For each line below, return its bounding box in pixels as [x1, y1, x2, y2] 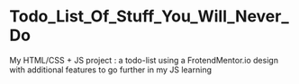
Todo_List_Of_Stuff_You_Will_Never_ [9, 6, 290, 27]
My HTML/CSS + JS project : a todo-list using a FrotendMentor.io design [9, 55, 279, 65]
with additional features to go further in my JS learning [9, 64, 212, 75]
